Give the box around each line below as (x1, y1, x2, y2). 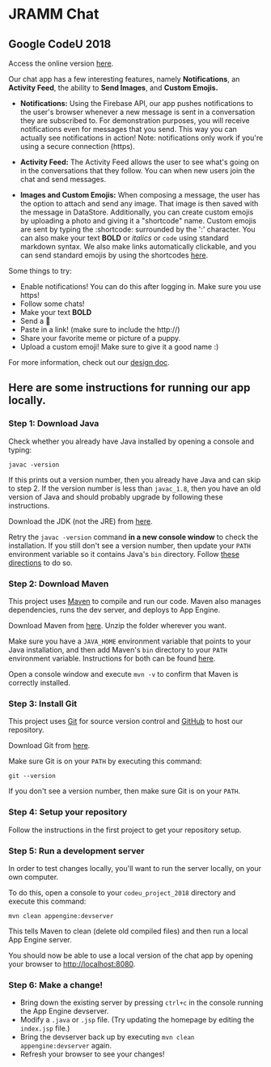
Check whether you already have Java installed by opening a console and (8, 436, 255, 446)
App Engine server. (8, 934, 73, 944)
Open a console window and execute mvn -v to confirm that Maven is (8, 669, 239, 678)
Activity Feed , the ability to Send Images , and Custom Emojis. (8, 83, 218, 92)
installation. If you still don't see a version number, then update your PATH (8, 540, 251, 551)
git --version (8, 772, 57, 780)
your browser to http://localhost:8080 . (8, 959, 136, 968)
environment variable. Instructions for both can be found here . (8, 653, 216, 663)
